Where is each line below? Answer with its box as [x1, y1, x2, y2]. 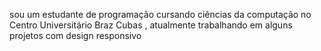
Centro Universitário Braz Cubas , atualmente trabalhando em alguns [9, 19, 293, 31]
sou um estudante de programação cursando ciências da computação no [9, 9, 312, 20]
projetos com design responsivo [9, 30, 142, 41]
